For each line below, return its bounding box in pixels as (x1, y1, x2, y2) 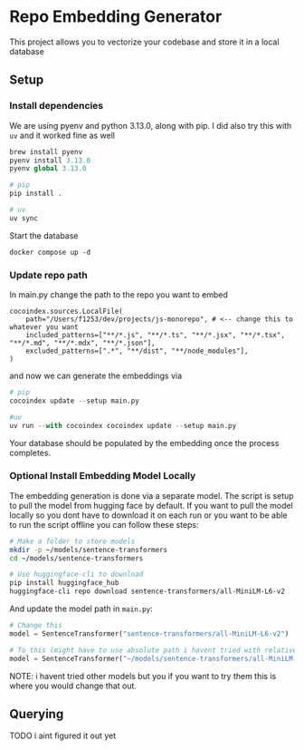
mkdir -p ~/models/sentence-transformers (9, 545, 168, 554)
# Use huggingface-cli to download (9, 570, 144, 580)
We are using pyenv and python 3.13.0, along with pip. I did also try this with (9, 120, 292, 131)
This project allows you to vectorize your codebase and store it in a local (9, 36, 280, 47)
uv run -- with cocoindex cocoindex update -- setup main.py (9, 421, 237, 430)
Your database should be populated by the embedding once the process (9, 437, 280, 448)
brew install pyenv (9, 147, 83, 156)
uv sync (9, 213, 39, 223)
